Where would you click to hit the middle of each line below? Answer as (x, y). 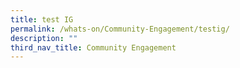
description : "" (44, 38)
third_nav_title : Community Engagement (93, 47)
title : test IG (42, 19)
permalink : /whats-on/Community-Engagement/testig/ (120, 29)
